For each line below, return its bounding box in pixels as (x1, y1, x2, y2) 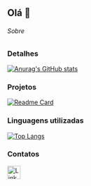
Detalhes (7, 49, 38, 58)
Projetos (7, 82, 37, 92)
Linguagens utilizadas (7, 116, 84, 125)
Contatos (7, 149, 40, 159)
